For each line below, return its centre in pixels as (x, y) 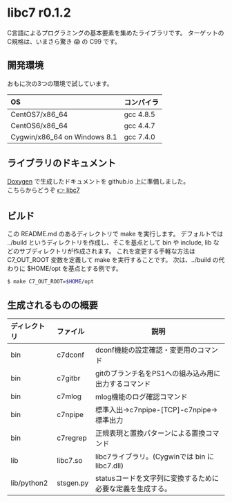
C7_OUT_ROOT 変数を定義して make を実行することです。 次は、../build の (113, 260)
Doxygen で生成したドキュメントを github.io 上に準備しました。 (98, 181)
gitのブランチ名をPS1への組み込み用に (158, 373)
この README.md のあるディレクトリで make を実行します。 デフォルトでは (115, 234)
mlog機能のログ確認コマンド (142, 397)
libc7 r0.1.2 (39, 13)
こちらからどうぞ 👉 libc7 (44, 190)
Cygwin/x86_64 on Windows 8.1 (64, 136)
